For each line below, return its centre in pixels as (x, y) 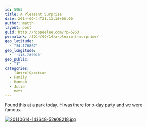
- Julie (17, 86)
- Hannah (18, 82)
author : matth (19, 23)
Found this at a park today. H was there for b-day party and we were (74, 105)
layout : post (18, 28)
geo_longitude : (20, 50)
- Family (18, 77)
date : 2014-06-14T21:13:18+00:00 (39, 18)
